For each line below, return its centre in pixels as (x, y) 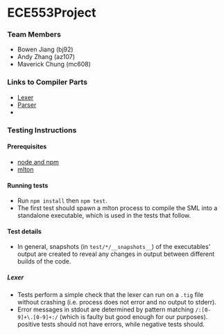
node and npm (38, 162)
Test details (24, 231)
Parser (27, 105)
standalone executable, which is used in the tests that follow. (104, 216)
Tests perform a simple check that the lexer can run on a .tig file (110, 295)
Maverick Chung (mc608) (54, 65)
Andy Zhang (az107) (46, 57)
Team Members (34, 35)
